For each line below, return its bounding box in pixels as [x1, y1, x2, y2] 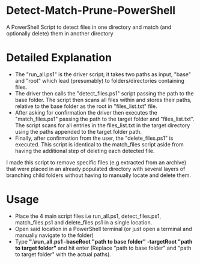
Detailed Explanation [6, 51, 112, 65]
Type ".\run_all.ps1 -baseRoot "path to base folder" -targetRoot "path [14, 238, 193, 245]
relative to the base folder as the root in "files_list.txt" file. [14, 103, 157, 110]
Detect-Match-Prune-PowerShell [6, 4, 176, 17]
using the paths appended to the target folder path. [14, 128, 142, 135]
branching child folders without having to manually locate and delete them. [6, 172, 191, 179]
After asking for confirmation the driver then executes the [14, 109, 157, 116]
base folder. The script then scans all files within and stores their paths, [14, 96, 192, 103]
